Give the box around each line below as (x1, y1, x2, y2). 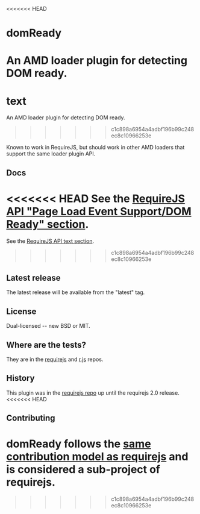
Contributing (6, 413, 55, 424)
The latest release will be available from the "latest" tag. (6, 289, 145, 296)
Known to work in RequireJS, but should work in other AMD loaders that (6, 144, 185, 151)
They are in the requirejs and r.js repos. (6, 356, 104, 363)
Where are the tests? (6, 340, 86, 350)
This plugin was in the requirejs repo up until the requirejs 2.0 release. (6, 389, 180, 396)
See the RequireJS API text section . (6, 237, 95, 245)
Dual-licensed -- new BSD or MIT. (6, 322, 90, 330)
